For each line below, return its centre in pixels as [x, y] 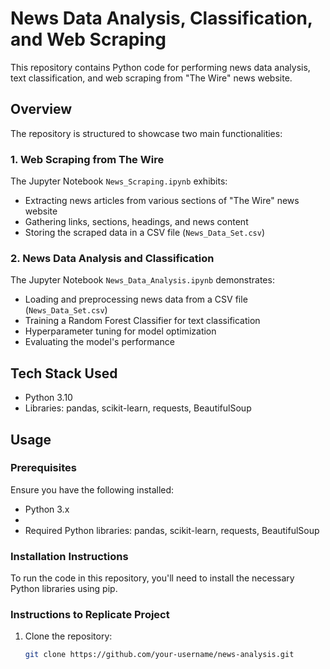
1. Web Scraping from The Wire [87, 159]
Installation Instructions [69, 556]
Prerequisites [43, 468]
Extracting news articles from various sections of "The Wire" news [162, 201]
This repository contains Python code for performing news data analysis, [160, 67]
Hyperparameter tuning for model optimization [120, 331]
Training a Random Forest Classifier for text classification [142, 321]
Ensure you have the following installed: [92, 489]
